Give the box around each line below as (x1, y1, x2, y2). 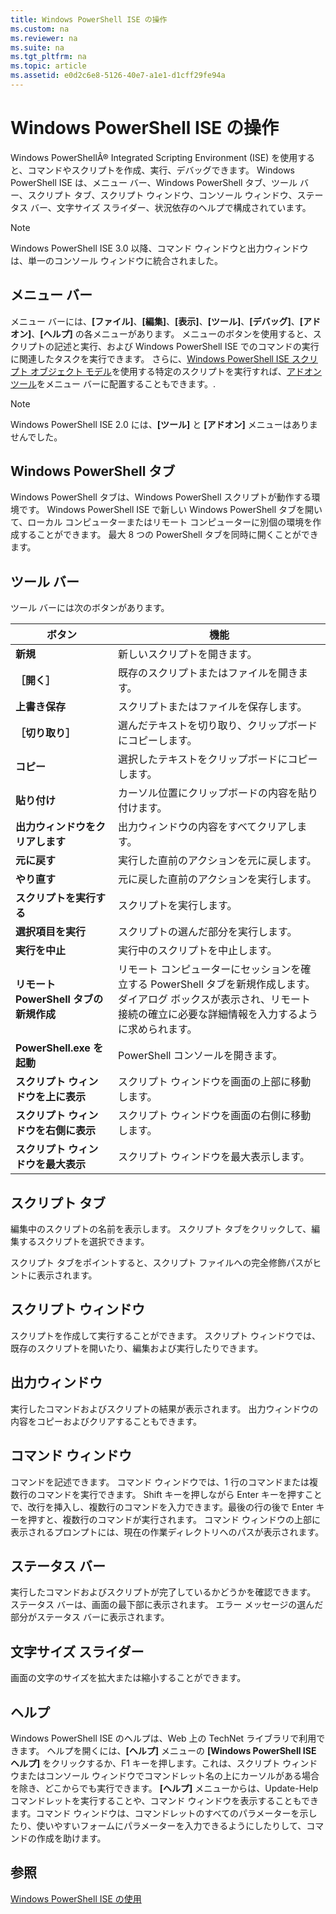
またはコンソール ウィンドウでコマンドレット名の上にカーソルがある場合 (18, 1769, 320, 1781)
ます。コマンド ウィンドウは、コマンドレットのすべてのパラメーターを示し (10, 1807, 318, 1819)
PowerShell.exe (15, 1041, 91, 1055)
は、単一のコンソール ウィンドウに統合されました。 (10, 254, 223, 266)
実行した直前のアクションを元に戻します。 (118, 854, 317, 868)
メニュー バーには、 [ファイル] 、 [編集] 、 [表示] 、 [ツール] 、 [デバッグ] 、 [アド (10, 315, 322, 327)
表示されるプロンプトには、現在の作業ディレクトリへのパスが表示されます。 (10, 1526, 325, 1538)
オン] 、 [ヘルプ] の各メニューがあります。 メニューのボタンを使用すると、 (10, 327, 313, 340)
